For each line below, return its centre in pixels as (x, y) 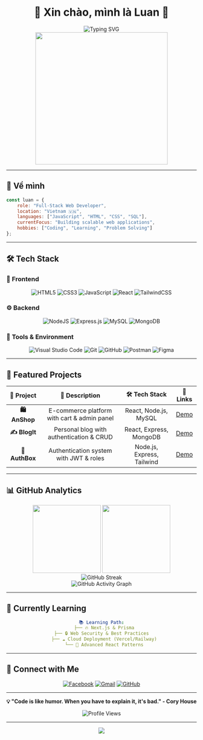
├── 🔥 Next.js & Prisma (104, 628)
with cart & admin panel (80, 418)
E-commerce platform (80, 411)
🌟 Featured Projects (44, 375)
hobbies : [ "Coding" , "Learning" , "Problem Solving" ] (85, 228)
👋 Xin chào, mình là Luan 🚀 (101, 12)
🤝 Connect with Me (43, 670)
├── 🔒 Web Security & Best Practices (101, 634)
